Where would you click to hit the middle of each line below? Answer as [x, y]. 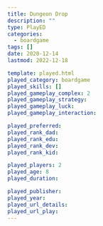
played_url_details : [38, 205]
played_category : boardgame [49, 80]
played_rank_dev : [33, 146]
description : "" [31, 21]
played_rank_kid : [33, 153]
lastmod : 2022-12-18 [38, 61]
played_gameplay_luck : [41, 107]
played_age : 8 [28, 172]
